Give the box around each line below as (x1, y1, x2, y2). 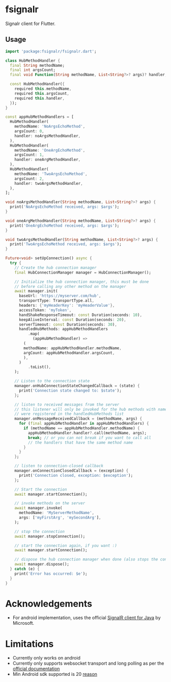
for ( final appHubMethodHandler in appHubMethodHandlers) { (18, 421, 149, 426)
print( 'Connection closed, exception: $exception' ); (18, 473, 133, 478)
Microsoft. (12, 620, 35, 626)
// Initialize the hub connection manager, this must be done (14, 279, 149, 284)
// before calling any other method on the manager (14, 284, 126, 289)
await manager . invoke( (14, 505, 63, 511)
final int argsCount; (10, 67, 56, 72)
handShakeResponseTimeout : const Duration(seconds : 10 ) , (18, 312, 142, 318)
